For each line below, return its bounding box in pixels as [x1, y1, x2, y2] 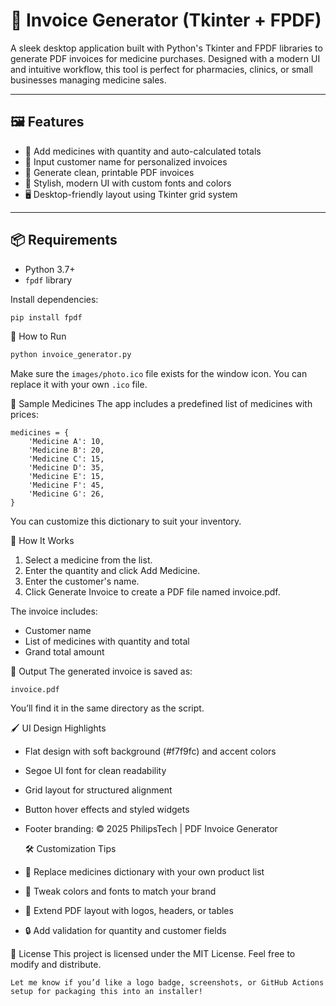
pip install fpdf [10, 312, 83, 323]
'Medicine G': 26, [28, 489, 105, 499]
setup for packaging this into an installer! [10, 987, 203, 997]
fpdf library [24, 274, 73, 286]
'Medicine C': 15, [28, 454, 105, 464]
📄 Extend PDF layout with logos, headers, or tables [24, 905, 234, 917]
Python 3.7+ [24, 263, 76, 275]
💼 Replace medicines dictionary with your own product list [24, 866, 265, 878]
